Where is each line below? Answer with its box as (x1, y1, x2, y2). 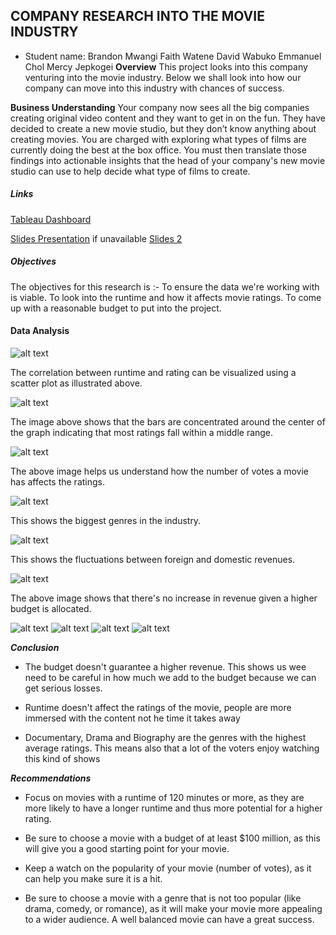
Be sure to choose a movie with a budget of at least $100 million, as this (24, 832, 321, 844)
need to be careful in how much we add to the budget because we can (24, 671, 317, 683)
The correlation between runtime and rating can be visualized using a (10, 366, 297, 378)
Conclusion (10, 641, 60, 653)
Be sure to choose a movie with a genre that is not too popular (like (24, 892, 302, 904)
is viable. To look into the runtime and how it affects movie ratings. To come (10, 291, 322, 303)
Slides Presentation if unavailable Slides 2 (10, 232, 183, 244)
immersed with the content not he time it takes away (24, 712, 241, 724)
